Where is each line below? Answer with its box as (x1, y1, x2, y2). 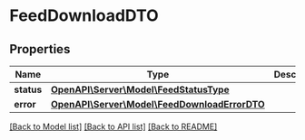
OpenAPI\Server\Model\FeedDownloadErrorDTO (50, 98, 265, 110)
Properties (9, 42, 71, 57)
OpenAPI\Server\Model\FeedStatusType (50, 83, 230, 96)
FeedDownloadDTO (9, 5, 159, 26)
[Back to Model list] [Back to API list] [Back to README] (9, 121, 218, 132)
